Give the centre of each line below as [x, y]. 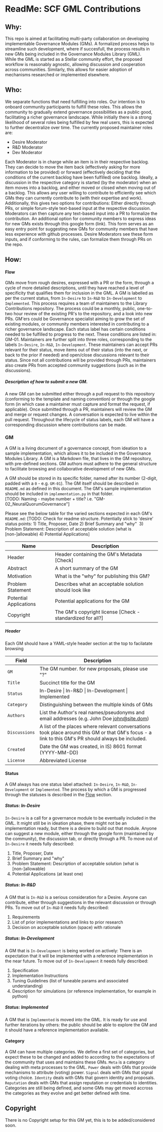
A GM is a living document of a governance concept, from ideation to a [76, 448]
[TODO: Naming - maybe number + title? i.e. [49, 498]
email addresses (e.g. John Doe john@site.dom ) [94, 719]
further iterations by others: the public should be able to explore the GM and [81, 1025]
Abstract [17, 568]
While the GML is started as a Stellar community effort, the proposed [74, 59]
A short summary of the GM [87, 568]
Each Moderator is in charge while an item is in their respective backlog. [77, 162]
